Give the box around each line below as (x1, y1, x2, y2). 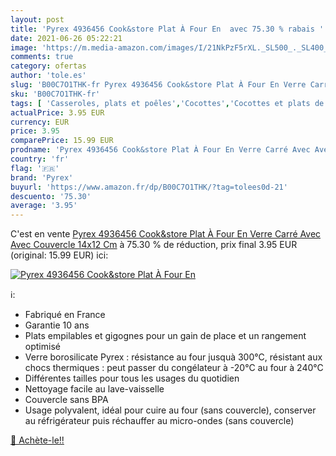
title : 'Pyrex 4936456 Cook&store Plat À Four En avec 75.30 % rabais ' (10, 24, 325, 34)
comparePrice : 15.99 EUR (10, 136, 114, 146)
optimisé (24, 341, 61, 353)
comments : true (10, 52, 74, 62)
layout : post (10, 14, 65, 25)
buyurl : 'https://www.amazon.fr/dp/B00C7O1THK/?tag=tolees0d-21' (10, 182, 288, 192)
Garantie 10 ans (24, 319, 90, 331)
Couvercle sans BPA (24, 394, 109, 406)
